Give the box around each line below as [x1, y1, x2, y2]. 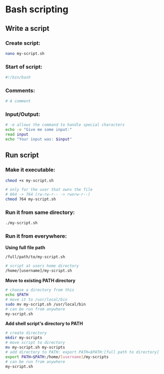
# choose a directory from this [5, 287, 74, 293]
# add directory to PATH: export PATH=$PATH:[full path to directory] [5, 349, 159, 355]
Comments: [5, 87, 35, 94]
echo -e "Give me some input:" [5, 127, 72, 132]
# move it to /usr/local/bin [5, 297, 68, 302]
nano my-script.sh [5, 51, 45, 56]
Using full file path [5, 244, 45, 250]
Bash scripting [5, 4, 69, 15]
